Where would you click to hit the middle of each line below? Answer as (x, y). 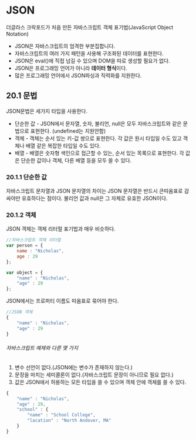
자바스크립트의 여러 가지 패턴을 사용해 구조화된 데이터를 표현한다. (89, 53)
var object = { (25, 272)
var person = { (25, 246)
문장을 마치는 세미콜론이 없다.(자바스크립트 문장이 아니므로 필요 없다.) (94, 375)
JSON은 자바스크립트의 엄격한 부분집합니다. (65, 46)
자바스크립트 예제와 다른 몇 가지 (42, 348)
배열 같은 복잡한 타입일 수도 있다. (63, 145)
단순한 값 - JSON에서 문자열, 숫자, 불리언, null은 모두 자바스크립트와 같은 (98, 124)
